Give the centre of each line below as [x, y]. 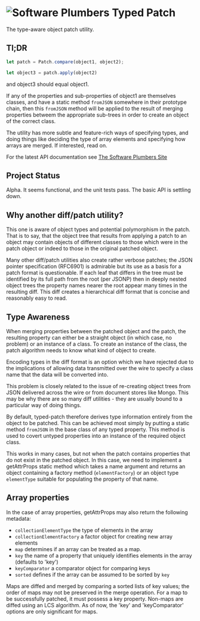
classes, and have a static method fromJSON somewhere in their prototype [96, 102]
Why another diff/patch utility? [65, 215]
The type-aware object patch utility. [50, 29]
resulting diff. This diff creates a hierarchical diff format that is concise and [98, 292]
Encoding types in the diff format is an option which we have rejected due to [100, 362]
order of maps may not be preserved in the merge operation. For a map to [97, 592]
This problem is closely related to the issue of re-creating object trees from [99, 386]
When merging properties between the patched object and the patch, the [96, 331]
